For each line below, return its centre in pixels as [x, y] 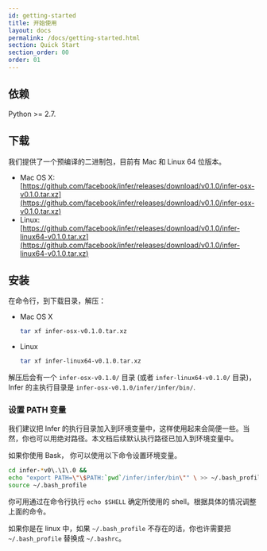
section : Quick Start [44, 45]
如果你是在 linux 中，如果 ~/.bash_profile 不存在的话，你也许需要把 [120, 528]
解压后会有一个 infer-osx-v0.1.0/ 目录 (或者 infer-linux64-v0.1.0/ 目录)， [132, 378]
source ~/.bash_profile [48, 486]
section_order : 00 [39, 52]
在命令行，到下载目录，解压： [57, 301]
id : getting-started [43, 16]
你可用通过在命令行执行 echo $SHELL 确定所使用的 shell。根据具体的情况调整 [132, 501]
